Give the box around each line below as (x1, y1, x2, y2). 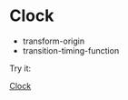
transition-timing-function (22, 45, 120, 55)
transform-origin (22, 35, 84, 46)
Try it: (9, 63, 32, 74)
